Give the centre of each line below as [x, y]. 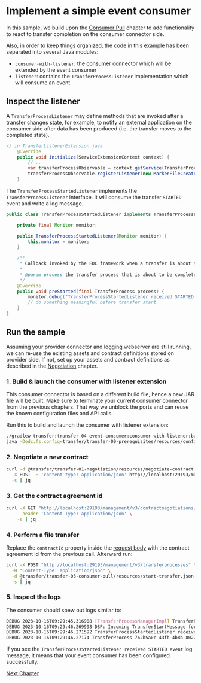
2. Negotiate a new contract [47, 457]
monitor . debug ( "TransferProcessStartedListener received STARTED [111, 297]
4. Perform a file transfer [43, 535]
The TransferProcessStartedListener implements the [72, 190]
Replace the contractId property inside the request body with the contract [98, 547]
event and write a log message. [45, 203]
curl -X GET [21, 508]
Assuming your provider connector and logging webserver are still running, [99, 347]
